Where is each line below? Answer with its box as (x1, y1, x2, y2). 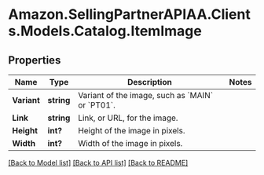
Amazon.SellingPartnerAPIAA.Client (8, 5, 251, 24)
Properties (8, 53, 61, 67)
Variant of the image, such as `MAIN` (78, 90, 214, 100)
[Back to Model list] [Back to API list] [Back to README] (8, 159, 189, 167)
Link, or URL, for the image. (78, 112, 178, 123)
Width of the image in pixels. (78, 138, 183, 148)
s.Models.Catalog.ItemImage (8, 22, 202, 40)
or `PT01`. (78, 100, 115, 111)
